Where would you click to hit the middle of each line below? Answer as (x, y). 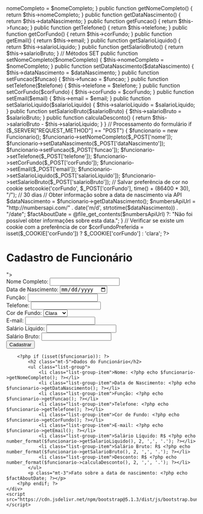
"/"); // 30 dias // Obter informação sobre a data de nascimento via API (94, 195)
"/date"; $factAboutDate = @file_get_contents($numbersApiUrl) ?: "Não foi (99, 214)
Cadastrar (21, 345)
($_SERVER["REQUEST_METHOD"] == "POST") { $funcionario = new (92, 130)
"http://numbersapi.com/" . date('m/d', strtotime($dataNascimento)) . (92, 208)
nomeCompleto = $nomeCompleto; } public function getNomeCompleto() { (100, 8)
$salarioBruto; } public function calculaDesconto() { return (79, 117)
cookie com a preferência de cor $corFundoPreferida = (75, 227)
